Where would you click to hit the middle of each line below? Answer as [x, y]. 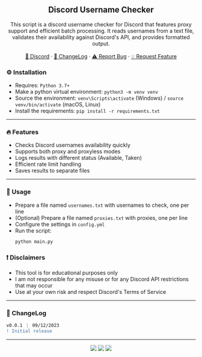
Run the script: [33, 230]
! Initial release [29, 331]
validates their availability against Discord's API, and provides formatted [101, 37]
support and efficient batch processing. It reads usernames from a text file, [101, 31]
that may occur [34, 285]
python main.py [34, 242]
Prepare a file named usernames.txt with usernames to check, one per [102, 205]
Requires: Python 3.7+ [42, 85]
